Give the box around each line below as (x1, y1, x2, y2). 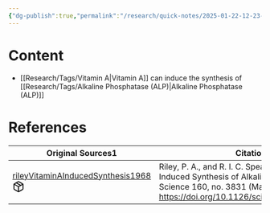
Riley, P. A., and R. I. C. (158, 161, 243, 172)
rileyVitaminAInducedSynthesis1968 (12, 170, 151, 181)
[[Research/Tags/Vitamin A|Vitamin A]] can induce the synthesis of (19, 73, 243, 83)
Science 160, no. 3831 (158, 181, 247, 192)
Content (8, 46, 64, 64)
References (8, 118, 87, 137)
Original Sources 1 (46, 147, 117, 158)
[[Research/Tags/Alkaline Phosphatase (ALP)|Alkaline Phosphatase (19, 81, 243, 91)
